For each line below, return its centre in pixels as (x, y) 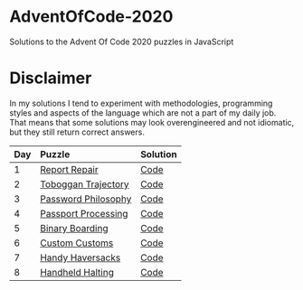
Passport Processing (84, 213)
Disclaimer (51, 78)
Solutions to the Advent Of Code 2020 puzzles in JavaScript (122, 42)
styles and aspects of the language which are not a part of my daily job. (143, 112)
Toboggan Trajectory (85, 184)
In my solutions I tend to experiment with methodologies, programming (141, 103)
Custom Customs (77, 243)
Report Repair (70, 169)
